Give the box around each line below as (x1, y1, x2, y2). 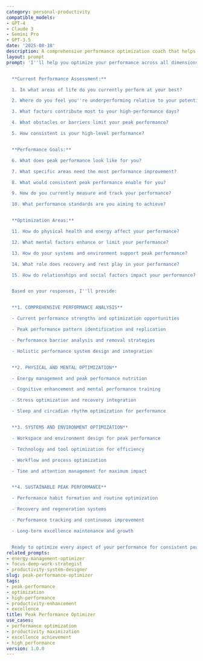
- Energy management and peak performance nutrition (11, 375, 147, 381)
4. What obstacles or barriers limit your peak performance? (11, 119, 169, 126)
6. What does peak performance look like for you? (11, 157, 142, 163)
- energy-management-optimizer (6, 555, 85, 562)
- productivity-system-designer (6, 567, 88, 573)
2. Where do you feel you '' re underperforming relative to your (11, 97, 177, 104)
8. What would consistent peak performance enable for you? (11, 179, 166, 185)
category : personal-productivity (6, 8, 91, 15)
